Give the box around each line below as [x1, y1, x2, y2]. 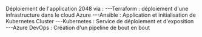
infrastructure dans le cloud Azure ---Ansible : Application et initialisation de [5, 11, 197, 18]
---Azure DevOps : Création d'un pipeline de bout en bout [5, 24, 150, 31]
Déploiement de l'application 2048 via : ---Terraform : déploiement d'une [5, 5, 189, 12]
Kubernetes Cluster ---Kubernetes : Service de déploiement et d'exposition [5, 18, 194, 24]
